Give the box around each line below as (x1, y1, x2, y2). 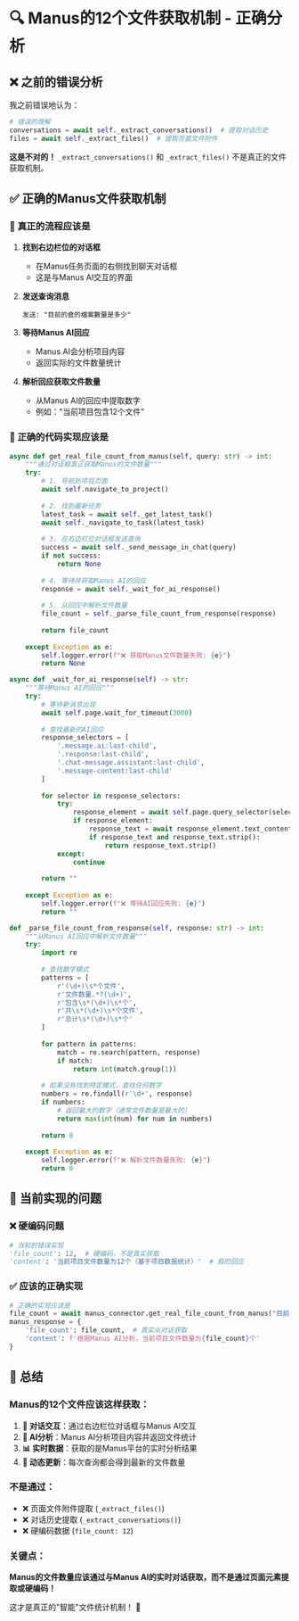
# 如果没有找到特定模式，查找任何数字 (41, 1081, 162, 1090)
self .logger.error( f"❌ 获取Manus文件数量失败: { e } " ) (41, 650, 231, 660)
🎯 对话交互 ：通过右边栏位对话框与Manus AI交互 (21, 1420, 198, 1431)
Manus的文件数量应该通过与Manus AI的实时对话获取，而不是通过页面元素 (9, 1572, 282, 1583)
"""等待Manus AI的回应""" (25, 683, 115, 692)
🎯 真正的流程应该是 (9, 219, 91, 232)
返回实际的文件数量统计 (35, 358, 122, 368)
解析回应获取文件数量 (21, 376, 101, 387)
